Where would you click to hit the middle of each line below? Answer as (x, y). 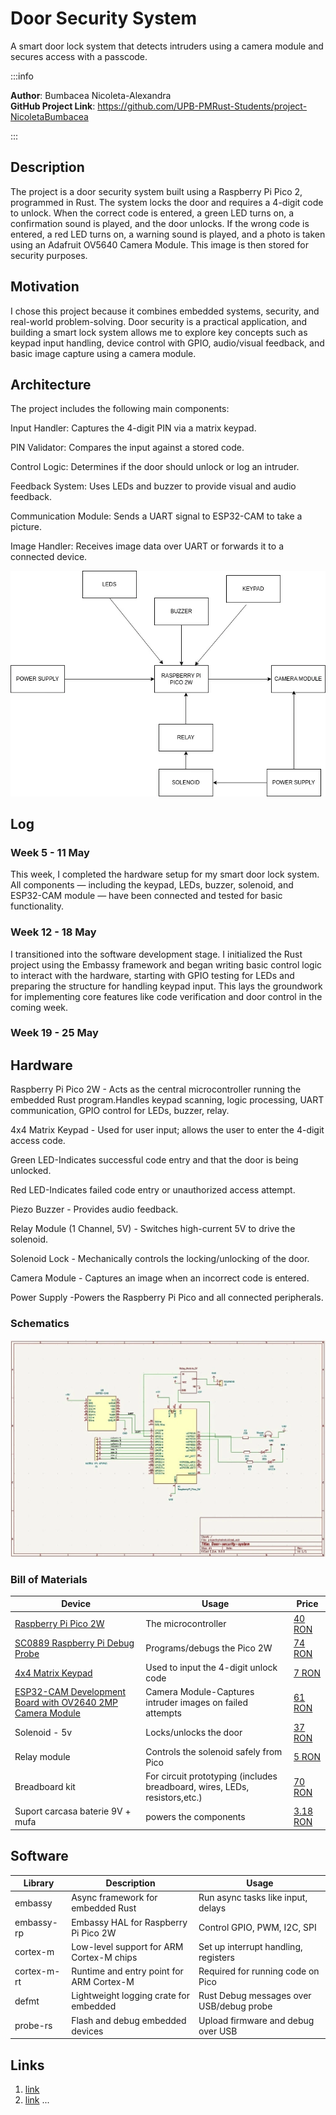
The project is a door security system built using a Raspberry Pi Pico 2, (156, 191)
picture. (26, 527)
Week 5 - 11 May (50, 852)
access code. (38, 1141)
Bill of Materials (49, 1579)
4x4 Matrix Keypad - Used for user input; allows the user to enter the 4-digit (167, 1130)
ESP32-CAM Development (70, 1692)
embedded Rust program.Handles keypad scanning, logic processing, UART (167, 1100)
